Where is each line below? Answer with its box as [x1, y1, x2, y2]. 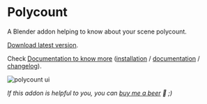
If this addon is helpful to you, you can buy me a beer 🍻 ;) [7, 89, 173, 97]
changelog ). [7, 61, 42, 70]
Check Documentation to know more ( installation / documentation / [7, 54, 200, 63]
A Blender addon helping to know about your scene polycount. [7, 27, 187, 36]
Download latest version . [7, 40, 79, 49]
